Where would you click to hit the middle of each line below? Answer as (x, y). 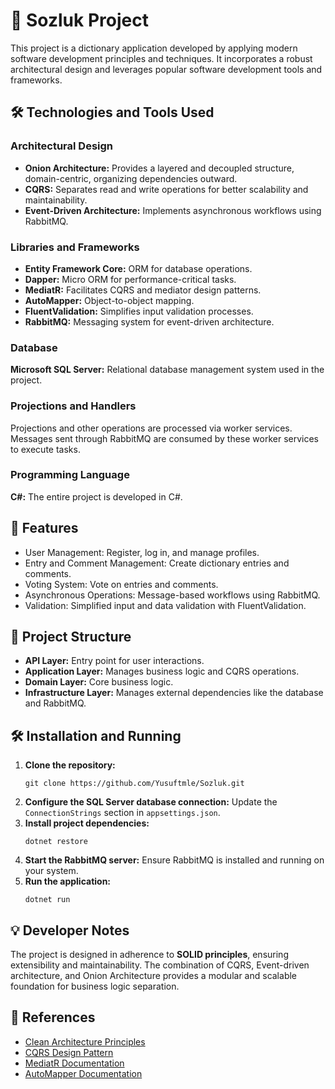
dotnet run (47, 900)
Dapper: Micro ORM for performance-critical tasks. (130, 279)
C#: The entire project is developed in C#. (96, 496)
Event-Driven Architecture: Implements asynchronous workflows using (173, 210)
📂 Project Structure (71, 637)
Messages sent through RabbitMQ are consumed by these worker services (165, 438)
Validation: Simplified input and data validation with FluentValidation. (165, 605)
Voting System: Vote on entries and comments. (121, 584)
